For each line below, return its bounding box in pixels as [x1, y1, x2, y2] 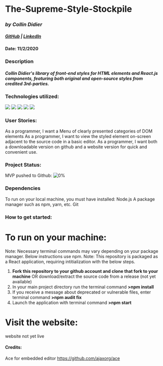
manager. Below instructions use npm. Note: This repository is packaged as [5, 253, 158, 259]
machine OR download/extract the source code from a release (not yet [12, 273, 156, 279]
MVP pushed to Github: [5, 172, 53, 178]
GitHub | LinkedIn [5, 33, 42, 39]
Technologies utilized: [5, 93, 59, 100]
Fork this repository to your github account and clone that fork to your [12, 268, 158, 274]
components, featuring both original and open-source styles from [5, 75, 143, 81]
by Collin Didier [5, 21, 43, 28]
